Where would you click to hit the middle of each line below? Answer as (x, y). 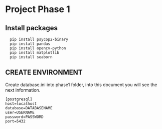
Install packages (31, 28)
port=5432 (16, 121)
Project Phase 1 (38, 9)
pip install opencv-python (38, 48)
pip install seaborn (31, 57)
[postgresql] (19, 99)
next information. (23, 90)
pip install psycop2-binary (39, 39)
